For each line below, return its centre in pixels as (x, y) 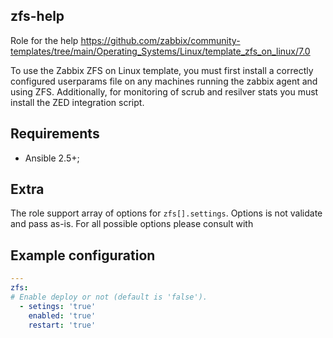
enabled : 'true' (62, 315)
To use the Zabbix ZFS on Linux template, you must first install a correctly (162, 70)
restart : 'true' (62, 325)
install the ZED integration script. (77, 102)
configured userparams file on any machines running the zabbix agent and (164, 81)
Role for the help (44, 40)
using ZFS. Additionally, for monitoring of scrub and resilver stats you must (164, 91)
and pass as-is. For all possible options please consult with (132, 224)
